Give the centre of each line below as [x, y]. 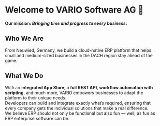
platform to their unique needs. [36, 98]
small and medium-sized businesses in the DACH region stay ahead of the [79, 55]
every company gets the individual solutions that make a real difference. [77, 108]
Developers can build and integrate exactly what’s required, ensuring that [78, 103]
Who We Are [24, 39]
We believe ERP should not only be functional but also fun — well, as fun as [80, 113]
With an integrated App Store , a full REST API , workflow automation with [79, 87]
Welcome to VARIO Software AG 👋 [74, 10]
